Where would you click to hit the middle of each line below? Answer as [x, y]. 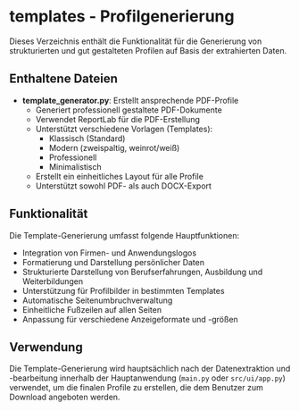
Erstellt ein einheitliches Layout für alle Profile [119, 176]
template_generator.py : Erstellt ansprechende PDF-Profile [130, 100]
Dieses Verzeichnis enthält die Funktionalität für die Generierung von [136, 41]
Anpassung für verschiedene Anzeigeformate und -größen [130, 319]
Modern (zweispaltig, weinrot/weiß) [114, 147]
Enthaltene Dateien [64, 79]
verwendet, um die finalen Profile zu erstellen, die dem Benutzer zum [136, 388]
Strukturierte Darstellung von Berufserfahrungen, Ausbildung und [142, 272]
